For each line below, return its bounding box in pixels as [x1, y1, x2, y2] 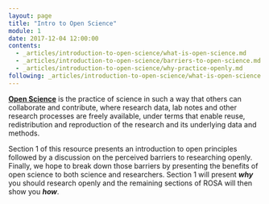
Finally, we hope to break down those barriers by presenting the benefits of [8, 160, 259, 170]
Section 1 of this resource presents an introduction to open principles [8, 144, 238, 153]
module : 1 [8, 27, 42, 35]
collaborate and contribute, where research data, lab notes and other [8, 102, 238, 112]
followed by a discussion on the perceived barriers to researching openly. [8, 152, 253, 162]
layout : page [8, 11, 52, 20]
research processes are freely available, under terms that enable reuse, [8, 110, 246, 121]
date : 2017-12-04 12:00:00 [8, 34, 99, 43]
